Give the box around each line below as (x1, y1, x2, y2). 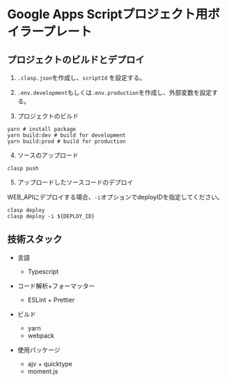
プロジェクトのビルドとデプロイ (7, 54, 145, 66)
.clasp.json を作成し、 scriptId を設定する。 (17, 74, 146, 82)
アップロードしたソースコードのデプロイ (17, 178, 134, 186)
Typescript (27, 267, 59, 275)
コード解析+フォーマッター (17, 282, 95, 290)
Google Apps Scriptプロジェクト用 (7, 6, 208, 22)
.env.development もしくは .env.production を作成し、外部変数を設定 (17, 89, 212, 96)
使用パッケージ (17, 346, 61, 354)
